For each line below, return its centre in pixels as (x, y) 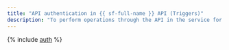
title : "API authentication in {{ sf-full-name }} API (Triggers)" (106, 13)
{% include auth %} (35, 39)
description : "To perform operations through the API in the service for (115, 20)
